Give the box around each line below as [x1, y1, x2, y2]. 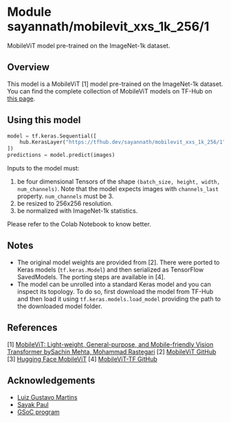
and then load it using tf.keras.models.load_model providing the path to [16, 294, 221, 303]
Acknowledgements [7, 375, 96, 387]
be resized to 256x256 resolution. [16, 199, 113, 208]
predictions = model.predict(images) [7, 152, 115, 159]
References [7, 322, 58, 334]
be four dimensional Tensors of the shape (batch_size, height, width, [16, 177, 221, 186]
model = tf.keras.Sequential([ [7, 132, 97, 140]
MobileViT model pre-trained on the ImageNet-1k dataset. [7, 41, 170, 50]
